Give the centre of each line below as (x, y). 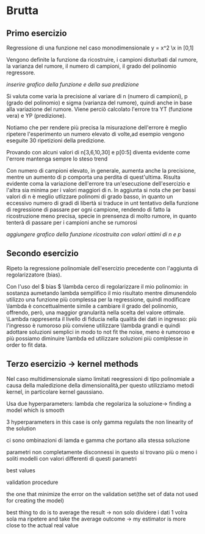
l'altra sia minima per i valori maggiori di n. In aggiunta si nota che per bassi (101, 190)
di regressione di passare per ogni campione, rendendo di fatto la (88, 209)
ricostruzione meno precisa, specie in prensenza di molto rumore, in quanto (102, 216)
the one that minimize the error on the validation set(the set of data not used (102, 494)
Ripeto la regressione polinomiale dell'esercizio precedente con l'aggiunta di (102, 268)
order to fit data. (27, 345)
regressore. (21, 73)
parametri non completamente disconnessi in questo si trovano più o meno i (102, 452)
